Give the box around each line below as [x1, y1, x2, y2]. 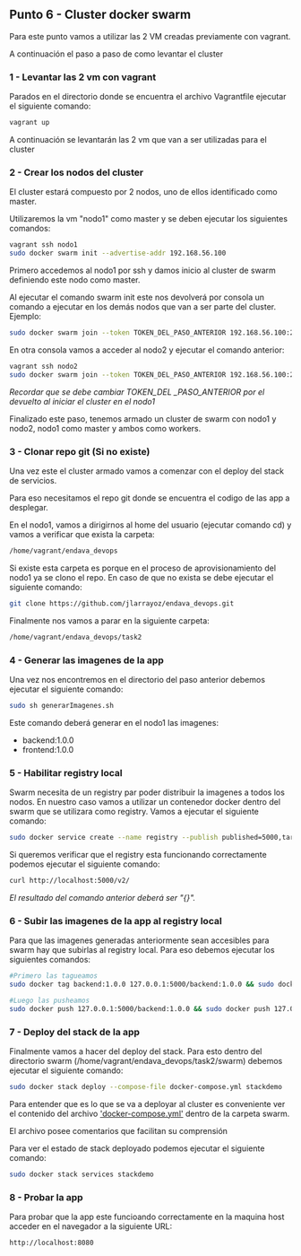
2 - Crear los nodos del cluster [9, 166, 144, 179]
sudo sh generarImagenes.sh [9, 701, 115, 710]
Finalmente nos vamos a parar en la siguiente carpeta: [9, 615, 211, 626]
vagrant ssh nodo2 [9, 362, 78, 371]
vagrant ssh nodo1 [9, 240, 78, 249]
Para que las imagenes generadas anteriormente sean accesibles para [9, 935, 270, 946]
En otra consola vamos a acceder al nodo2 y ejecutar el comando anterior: [9, 345, 285, 355]
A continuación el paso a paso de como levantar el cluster [9, 48, 224, 59]
